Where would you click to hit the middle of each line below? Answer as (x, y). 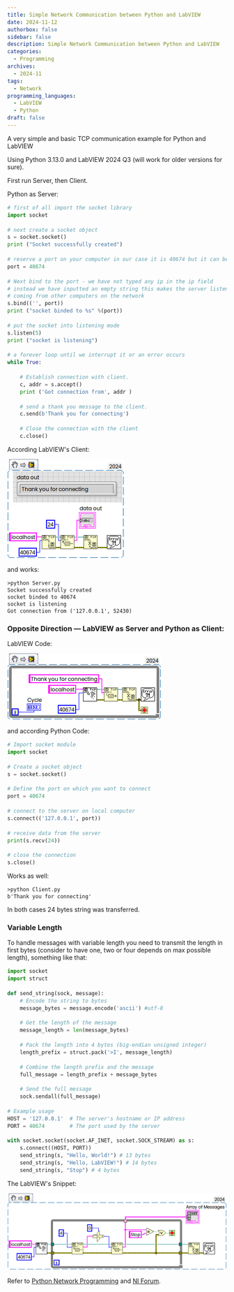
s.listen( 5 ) (24, 333)
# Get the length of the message (68, 1023)
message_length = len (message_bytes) (75, 1030)
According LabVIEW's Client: (48, 449)
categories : (24, 52)
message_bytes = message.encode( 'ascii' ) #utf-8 (92, 1008)
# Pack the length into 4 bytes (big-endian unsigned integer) (114, 1045)
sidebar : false (29, 37)
